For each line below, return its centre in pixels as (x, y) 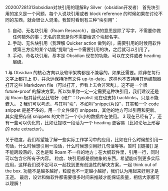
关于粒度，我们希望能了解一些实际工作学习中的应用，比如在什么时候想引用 (82, 140)
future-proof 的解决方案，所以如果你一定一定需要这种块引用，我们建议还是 (82, 91)
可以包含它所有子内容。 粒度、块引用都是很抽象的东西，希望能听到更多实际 (82, 158)
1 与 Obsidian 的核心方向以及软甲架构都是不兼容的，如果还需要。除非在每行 (83, 72)
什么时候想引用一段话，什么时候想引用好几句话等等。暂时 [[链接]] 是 (88, 146)
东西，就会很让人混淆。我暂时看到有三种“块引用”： (66, 20)
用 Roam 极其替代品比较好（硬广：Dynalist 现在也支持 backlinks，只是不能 (82, 98)
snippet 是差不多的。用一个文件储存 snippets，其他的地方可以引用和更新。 (82, 110)
